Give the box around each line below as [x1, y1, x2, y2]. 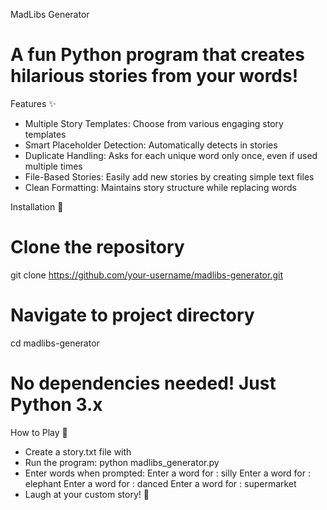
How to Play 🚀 [10, 426, 68, 438]
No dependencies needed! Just [10, 372, 277, 394]
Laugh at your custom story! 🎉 [24, 488, 150, 500]
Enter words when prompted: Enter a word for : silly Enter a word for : [24, 467, 312, 479]
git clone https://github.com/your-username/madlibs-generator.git [10, 269, 283, 281]
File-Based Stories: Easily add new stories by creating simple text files [24, 170, 315, 183]
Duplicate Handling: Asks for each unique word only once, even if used [24, 149, 318, 161]
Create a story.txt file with [24, 445, 132, 458]
